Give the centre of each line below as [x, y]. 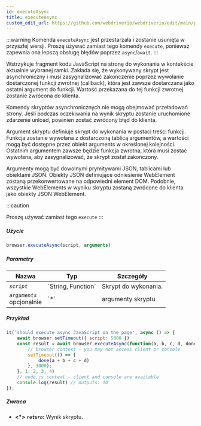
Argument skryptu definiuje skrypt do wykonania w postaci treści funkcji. [96, 131]
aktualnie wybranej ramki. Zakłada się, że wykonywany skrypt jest [88, 71]
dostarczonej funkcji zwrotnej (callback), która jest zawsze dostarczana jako [100, 83]
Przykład [18, 318]
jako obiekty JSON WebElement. [46, 194]
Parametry [20, 259]
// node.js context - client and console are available [88, 377]
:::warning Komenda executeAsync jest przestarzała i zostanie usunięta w [96, 40]
